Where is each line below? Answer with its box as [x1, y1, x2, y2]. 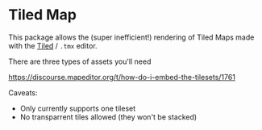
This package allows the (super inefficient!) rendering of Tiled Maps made [8, 32, 255, 42]
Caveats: [8, 87, 38, 98]
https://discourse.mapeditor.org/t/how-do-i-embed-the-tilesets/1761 [8, 72, 236, 82]
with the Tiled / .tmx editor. [8, 40, 98, 50]
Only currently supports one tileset [19, 103, 136, 113]
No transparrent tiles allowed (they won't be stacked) [19, 111, 198, 122]
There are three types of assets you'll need [8, 57, 152, 66]
